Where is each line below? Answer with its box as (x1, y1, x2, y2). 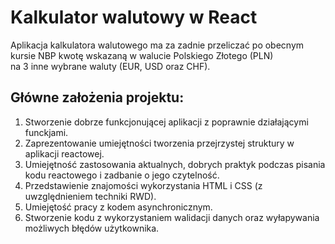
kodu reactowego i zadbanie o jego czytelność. (24, 169, 220, 181)
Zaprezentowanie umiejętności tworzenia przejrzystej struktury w (24, 137, 295, 149)
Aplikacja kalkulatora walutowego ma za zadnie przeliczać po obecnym (10, 39, 305, 51)
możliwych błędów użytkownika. (24, 222, 160, 234)
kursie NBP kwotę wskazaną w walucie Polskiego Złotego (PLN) (10, 49, 274, 61)
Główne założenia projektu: (10, 89, 185, 106)
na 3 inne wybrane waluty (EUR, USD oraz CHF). (10, 60, 211, 72)
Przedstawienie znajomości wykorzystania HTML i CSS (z (24, 179, 263, 191)
